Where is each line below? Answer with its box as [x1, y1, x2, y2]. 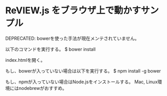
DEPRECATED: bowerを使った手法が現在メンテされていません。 [5, 35, 139, 41]
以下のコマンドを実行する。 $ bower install [5, 46, 96, 52]
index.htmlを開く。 [5, 57, 45, 63]
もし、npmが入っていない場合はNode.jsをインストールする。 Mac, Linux [5, 79, 158, 85]
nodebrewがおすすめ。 [18, 85, 67, 91]
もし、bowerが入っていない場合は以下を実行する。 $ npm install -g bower [5, 67, 161, 74]
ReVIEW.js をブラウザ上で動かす [5, 5, 141, 16]
